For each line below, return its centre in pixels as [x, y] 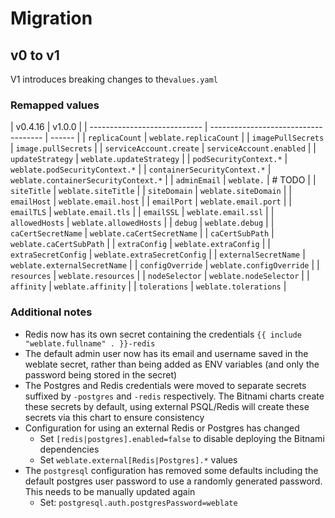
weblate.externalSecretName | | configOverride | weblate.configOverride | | [165, 265]
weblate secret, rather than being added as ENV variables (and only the [172, 364]
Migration [51, 18]
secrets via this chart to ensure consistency [114, 417]
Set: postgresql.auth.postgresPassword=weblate [138, 502]
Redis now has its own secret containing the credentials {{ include [163, 334]
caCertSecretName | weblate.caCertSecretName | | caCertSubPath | [142, 233]
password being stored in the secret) [101, 374]
